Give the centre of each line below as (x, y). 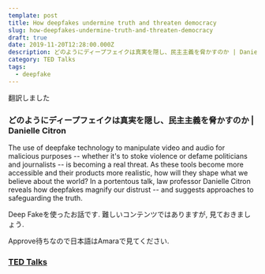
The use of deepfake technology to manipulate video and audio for (117, 148)
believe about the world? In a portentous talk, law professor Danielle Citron (129, 181)
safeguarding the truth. (45, 197)
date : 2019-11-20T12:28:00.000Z (61, 45)
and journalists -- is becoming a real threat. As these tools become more (126, 164)
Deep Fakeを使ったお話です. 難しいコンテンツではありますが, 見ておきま (126, 214)
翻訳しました (29, 98)
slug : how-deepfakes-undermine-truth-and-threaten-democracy (111, 30)
